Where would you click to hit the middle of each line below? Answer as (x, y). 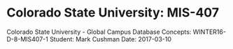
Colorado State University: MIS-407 (113, 13)
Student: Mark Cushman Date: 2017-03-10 (111, 39)
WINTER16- (210, 32)
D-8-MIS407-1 (27, 39)
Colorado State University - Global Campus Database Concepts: (99, 32)
